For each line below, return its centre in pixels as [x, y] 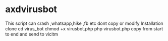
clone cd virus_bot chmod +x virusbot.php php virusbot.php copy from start [84, 28]
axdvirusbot [31, 9]
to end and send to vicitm [32, 34]
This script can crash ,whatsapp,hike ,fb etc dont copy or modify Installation [84, 23]
